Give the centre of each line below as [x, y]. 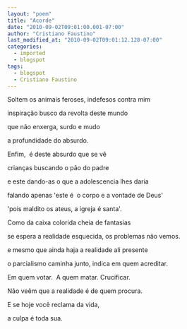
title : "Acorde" [31, 20]
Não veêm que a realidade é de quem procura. [75, 291]
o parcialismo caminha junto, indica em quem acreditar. [88, 264]
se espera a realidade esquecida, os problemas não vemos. [94, 237]
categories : [25, 47]
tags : [15, 66]
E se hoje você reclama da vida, [54, 305]
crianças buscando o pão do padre [58, 168]
